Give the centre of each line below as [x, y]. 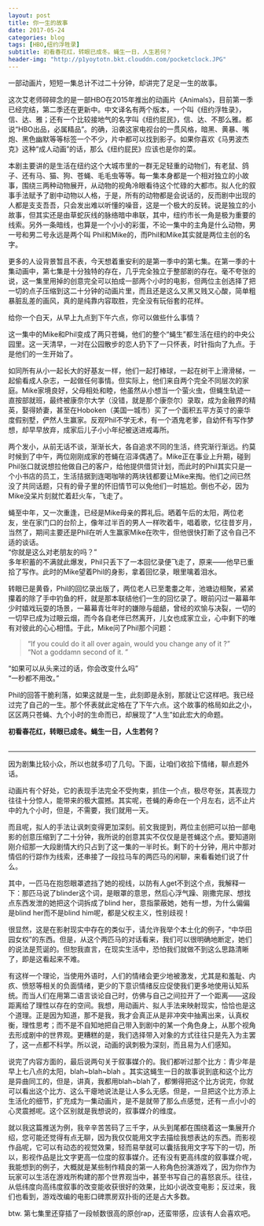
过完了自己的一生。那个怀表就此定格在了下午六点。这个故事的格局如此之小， [132, 704]
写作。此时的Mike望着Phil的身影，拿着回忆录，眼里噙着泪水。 [121, 572]
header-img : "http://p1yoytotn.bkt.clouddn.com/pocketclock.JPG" [117, 60]
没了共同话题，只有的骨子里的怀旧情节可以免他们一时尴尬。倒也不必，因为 [128, 486]
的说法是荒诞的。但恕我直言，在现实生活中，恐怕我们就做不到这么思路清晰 [128, 949]
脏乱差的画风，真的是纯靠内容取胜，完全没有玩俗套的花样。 [111, 300]
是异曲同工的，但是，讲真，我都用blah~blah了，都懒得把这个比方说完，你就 [131, 1081]
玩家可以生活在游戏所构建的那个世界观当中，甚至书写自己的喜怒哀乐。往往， [132, 1176]
